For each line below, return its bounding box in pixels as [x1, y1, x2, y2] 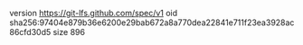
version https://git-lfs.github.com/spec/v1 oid [9, 8, 178, 18]
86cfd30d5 [9, 27, 52, 37]
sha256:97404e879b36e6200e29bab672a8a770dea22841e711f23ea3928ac [9, 17, 295, 28]
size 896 [52, 27, 86, 37]
